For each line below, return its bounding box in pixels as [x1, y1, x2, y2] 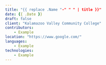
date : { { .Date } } [5, 12, 42, 17]
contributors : [5, 25, 34, 30]
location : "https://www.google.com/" [5, 35, 82, 40]
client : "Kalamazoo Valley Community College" [5, 21, 102, 26]
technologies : [5, 48, 34, 53]
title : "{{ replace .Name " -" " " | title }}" [5, 7, 102, 12]
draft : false [5, 16, 32, 21]
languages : [5, 39, 27, 44]
